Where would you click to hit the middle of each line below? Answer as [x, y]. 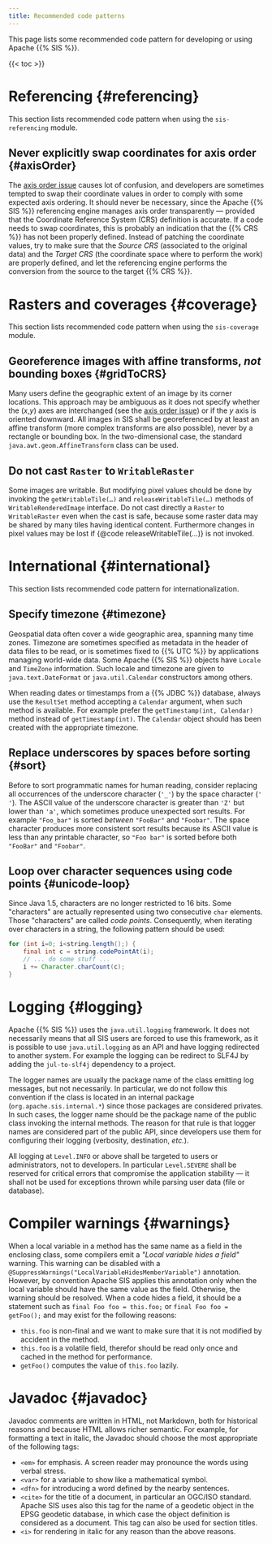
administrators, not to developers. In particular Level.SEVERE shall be [123, 1165]
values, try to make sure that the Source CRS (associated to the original [128, 245]
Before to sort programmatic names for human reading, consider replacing [133, 785]
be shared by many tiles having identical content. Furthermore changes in [132, 524]
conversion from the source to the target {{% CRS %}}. [100, 271]
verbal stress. [43, 1471]
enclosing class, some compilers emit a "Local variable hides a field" [124, 1254]
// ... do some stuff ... [67, 960]
